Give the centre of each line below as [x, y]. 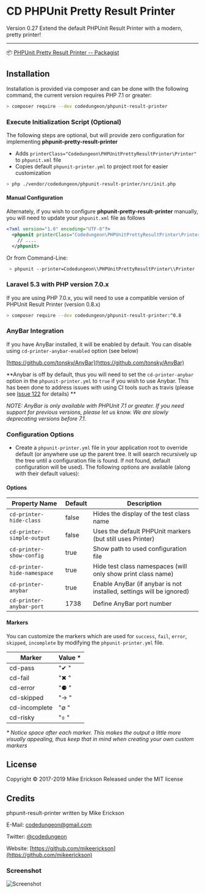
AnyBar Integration [35, 331]
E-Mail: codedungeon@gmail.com [49, 825]
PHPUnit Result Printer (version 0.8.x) [53, 304]
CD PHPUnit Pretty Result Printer [91, 11]
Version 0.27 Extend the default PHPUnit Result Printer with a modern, [95, 28]
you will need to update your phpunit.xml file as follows [76, 218]
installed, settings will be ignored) [141, 591]
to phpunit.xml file [38, 160]
